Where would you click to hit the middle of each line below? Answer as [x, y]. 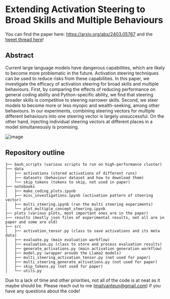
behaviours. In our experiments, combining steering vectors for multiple [80, 110]
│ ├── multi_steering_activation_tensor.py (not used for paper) [78, 257]
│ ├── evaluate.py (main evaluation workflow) [58, 240]
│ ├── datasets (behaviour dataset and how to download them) [75, 178]
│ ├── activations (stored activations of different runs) [71, 173]
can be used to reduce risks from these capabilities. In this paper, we [77, 78]
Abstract [20, 55]
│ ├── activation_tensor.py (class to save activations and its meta [82, 231]
